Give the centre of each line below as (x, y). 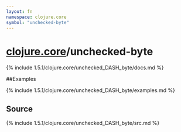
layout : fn (19, 11)
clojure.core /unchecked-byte (80, 51)
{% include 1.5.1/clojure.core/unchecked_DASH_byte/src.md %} (83, 123)
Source (20, 109)
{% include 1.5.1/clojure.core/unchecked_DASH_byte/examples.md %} (91, 90)
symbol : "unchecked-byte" (37, 22)
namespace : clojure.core (36, 17)
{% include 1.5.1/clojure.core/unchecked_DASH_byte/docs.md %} (85, 67)
